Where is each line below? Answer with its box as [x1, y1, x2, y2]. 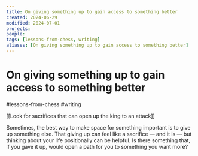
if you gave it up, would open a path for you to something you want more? [6, 143, 188, 150]
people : [6, 31, 26, 37]
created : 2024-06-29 [6, 14, 58, 20]
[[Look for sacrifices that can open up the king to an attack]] [6, 112, 156, 119]
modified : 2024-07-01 [6, 20, 60, 26]
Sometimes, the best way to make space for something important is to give [6, 124, 191, 131]
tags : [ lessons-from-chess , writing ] [6, 37, 100, 43]
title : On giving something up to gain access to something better [6, 8, 178, 15]
